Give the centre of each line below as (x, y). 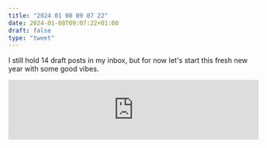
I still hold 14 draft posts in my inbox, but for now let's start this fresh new (128, 60)
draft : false (30, 30)
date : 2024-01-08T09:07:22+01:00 (64, 23)
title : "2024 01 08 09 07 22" (58, 16)
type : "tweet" (32, 38)
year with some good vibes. (54, 69)
